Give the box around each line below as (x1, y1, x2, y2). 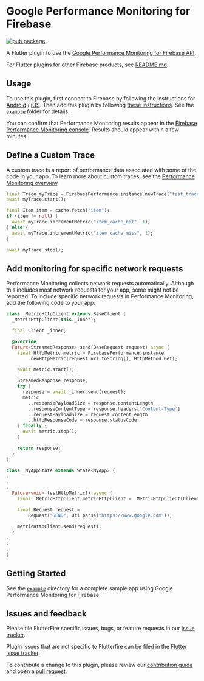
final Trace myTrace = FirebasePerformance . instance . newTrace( (6, 190, 170, 197)
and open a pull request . (6, 668, 67, 675)
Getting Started (6, 568, 66, 579)
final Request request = (17, 506, 80, 512)
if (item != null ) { (6, 213, 59, 220)
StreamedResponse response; (17, 377, 88, 384)
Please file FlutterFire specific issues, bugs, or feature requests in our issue (6, 625, 195, 632)
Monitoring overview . (6, 179, 59, 186)
